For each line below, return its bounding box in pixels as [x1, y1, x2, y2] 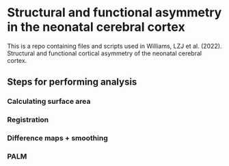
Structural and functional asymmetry [7, 5, 222, 20]
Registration [7, 115, 49, 124]
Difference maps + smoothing [7, 133, 108, 143]
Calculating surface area [7, 97, 91, 107]
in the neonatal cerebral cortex [7, 19, 186, 35]
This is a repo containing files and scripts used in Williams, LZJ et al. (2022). [7, 42, 222, 50]
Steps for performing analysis [7, 77, 137, 88]
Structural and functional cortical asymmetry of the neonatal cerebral [7, 49, 202, 57]
